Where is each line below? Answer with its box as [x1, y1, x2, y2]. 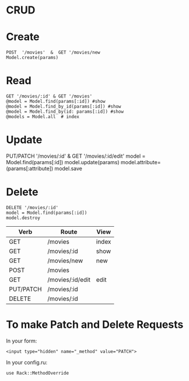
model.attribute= [120, 159, 161, 165]
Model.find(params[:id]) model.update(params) [6, 159, 120, 165]
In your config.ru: [6, 359, 48, 366]
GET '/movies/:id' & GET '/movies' [6, 93, 93, 99]
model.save [54, 165, 83, 172]
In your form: [6, 337, 37, 344]
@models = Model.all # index [6, 114, 80, 120]
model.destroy [6, 214, 41, 221]
